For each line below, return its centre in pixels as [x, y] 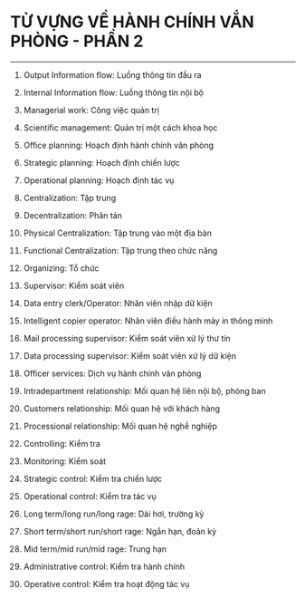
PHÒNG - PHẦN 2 [77, 41]
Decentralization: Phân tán [73, 215]
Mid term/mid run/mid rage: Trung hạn [95, 549]
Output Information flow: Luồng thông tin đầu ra [112, 74]
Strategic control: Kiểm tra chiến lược [93, 478]
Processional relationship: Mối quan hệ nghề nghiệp [120, 426]
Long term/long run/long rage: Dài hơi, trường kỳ [114, 514]
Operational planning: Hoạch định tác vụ [99, 180]
